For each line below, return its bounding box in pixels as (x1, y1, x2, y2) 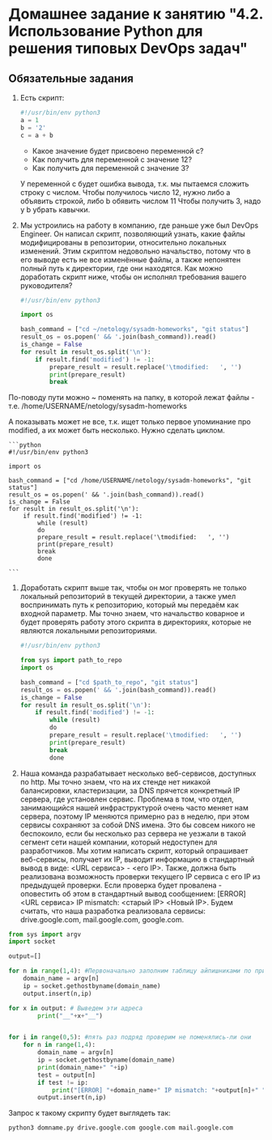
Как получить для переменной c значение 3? (32, 163, 189, 172)
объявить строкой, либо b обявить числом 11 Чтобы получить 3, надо (19, 196, 261, 206)
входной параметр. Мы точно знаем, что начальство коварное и (19, 609, 245, 619)
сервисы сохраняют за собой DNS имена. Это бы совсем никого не (19, 819, 256, 830)
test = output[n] (37, 1070, 96, 1079)
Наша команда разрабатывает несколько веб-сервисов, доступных (19, 768, 257, 778)
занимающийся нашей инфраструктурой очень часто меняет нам (19, 802, 249, 812)
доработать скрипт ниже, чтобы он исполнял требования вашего (19, 272, 247, 282)
